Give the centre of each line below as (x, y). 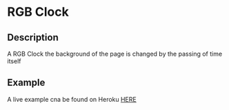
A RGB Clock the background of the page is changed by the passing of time (115, 54)
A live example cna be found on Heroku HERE (72, 99)
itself (14, 61)
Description (33, 37)
